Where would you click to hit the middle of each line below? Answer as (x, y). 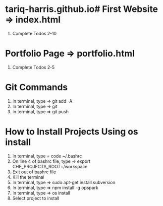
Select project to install (36, 198)
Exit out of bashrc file (34, 172)
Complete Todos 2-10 (34, 33)
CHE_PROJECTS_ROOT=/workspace (50, 166)
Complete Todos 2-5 (33, 67)
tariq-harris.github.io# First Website (81, 9)
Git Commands (36, 87)
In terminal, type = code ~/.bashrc (47, 156)
